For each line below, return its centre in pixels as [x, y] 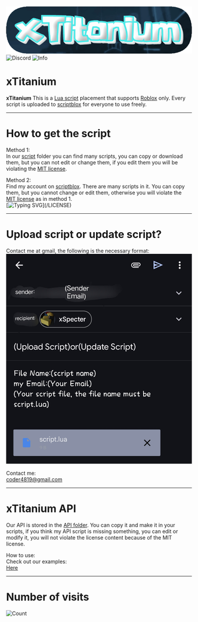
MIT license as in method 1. [39, 198]
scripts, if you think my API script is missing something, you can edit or [92, 531]
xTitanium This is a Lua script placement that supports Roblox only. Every [96, 98]
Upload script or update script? [84, 234]
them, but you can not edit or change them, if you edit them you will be [92, 162]
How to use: [21, 555]
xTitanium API [41, 509]
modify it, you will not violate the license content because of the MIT [89, 537]
